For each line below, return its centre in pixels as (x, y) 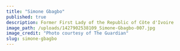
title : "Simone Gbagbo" (36, 11)
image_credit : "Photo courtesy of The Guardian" (67, 33)
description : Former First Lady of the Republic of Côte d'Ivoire (90, 22)
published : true (26, 17)
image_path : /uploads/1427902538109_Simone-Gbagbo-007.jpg (81, 28)
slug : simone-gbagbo (32, 39)
